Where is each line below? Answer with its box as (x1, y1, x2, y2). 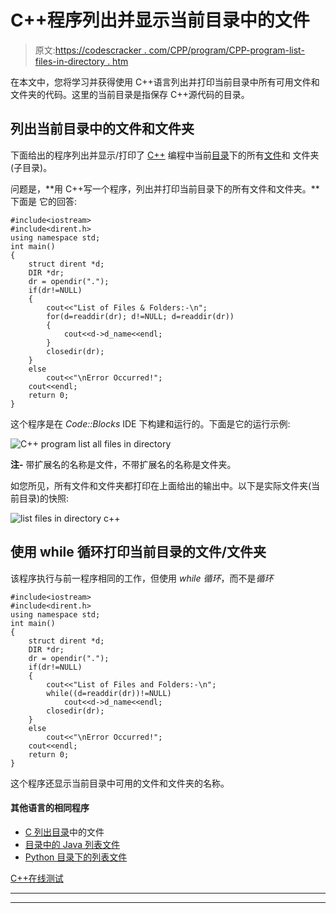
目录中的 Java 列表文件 (24, 838, 120, 850)
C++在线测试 (10, 872, 64, 884)
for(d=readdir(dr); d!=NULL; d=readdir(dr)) (46, 311, 235, 321)
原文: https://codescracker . (34, 44, 147, 56)
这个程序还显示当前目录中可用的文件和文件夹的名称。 (10, 777, 230, 789)
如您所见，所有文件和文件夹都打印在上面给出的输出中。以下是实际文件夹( (10, 479, 312, 491)
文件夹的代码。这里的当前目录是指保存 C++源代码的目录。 (10, 88, 250, 100)
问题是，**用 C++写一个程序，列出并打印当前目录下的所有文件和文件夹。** (10, 182, 320, 195)
